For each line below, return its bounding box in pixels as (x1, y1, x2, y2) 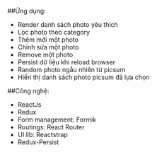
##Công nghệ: (7, 87, 50, 95)
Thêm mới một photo (17, 35, 79, 44)
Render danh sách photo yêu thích (17, 21, 118, 28)
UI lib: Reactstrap (17, 131, 69, 139)
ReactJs (17, 100, 42, 109)
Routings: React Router (17, 123, 85, 131)
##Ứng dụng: (7, 7, 46, 15)
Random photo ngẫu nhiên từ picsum (17, 66, 126, 74)
